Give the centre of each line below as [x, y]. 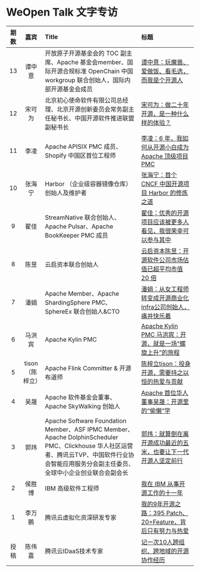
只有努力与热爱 [168, 531]
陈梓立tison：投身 [166, 364]
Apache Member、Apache [82, 293]
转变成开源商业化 [165, 298]
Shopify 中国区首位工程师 [80, 155]
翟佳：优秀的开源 [165, 213]
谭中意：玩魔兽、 [165, 62]
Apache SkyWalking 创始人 [83, 406]
